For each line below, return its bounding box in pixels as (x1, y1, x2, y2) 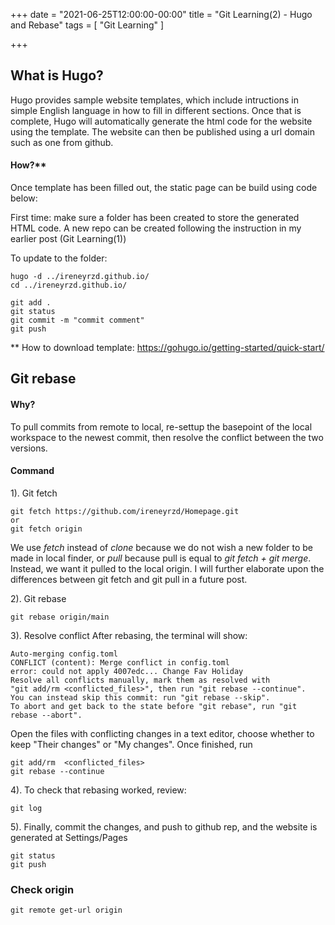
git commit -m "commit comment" (10, 315, 145, 326)
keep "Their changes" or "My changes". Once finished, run (10, 738, 253, 750)
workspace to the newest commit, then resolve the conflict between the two (10, 431, 324, 443)
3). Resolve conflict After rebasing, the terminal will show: (10, 629, 248, 641)
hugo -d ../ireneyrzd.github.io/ (10, 272, 150, 282)
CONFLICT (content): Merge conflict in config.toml (10, 657, 230, 668)
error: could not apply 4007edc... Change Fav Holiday (10, 666, 244, 676)
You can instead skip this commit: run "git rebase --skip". (10, 692, 271, 703)
